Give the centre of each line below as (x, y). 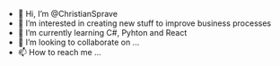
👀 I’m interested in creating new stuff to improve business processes (144, 23)
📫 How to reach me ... (59, 52)
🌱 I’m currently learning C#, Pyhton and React (102, 33)
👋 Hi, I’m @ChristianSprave (68, 14)
